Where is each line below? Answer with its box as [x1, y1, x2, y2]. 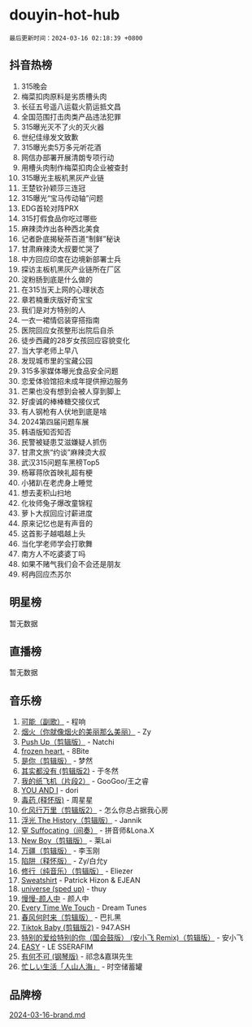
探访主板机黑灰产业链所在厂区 [20, 264, 121, 274]
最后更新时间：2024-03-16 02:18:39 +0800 [9, 34, 143, 42]
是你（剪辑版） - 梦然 [20, 756, 93, 766]
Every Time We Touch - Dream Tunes [20, 903, 147, 912]
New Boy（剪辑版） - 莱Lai [20, 836, 112, 846]
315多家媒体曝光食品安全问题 [20, 366, 119, 376]
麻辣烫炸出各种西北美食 [20, 224, 100, 233]
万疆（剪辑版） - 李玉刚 [20, 846, 101, 855]
